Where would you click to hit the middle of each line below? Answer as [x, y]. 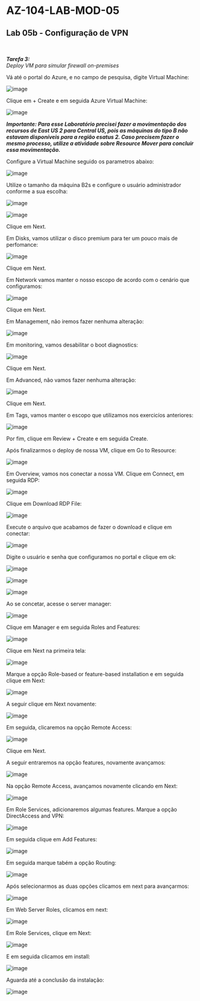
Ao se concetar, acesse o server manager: [59, 604]
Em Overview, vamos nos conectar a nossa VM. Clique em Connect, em [95, 474]
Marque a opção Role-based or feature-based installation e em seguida [95, 674]
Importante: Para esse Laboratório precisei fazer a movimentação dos [96, 124]
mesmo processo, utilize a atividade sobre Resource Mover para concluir [100, 143]
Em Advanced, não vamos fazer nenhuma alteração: [71, 380]
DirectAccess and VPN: [35, 816]
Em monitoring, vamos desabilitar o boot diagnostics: [72, 345]
